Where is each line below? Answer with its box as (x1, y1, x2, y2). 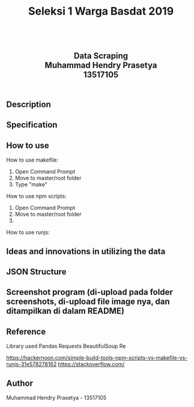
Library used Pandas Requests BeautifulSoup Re (6, 342, 126, 350)
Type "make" (14, 181, 47, 188)
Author (6, 378, 33, 388)
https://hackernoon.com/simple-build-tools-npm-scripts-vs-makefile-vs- (6, 354, 188, 362)
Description (6, 99, 51, 109)
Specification (6, 120, 58, 130)
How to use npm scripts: (6, 192, 67, 200)
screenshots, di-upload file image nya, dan (6, 297, 170, 307)
